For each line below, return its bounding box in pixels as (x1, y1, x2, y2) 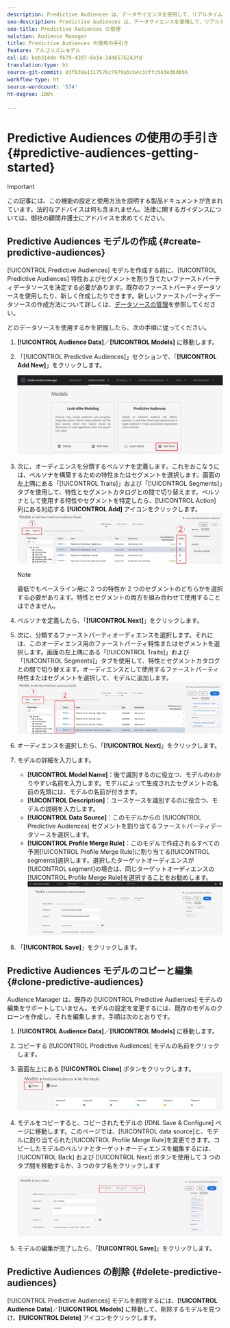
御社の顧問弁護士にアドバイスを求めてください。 (30, 214, 169, 222)
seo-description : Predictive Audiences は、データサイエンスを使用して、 (7, 18, 205, 25)
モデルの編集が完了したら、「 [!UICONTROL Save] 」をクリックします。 (16, 1244, 216, 1252)
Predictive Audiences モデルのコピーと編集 (7, 965, 193, 976)
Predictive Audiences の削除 (7, 1266, 130, 1278)
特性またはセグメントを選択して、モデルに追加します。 (16, 674, 172, 682)
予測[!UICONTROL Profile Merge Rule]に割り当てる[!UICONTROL (27, 848, 210, 856)
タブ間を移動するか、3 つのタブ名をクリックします (16, 1161, 161, 1170)
